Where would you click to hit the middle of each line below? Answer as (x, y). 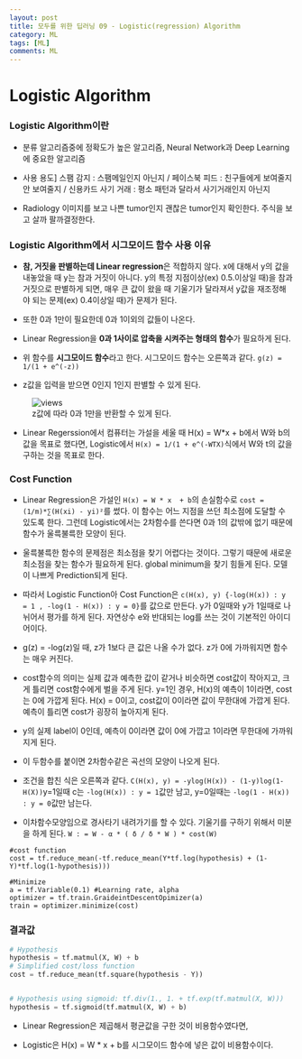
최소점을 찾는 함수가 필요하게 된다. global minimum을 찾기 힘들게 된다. (146, 564)
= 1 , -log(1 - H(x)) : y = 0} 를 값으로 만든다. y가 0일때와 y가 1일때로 (152, 606)
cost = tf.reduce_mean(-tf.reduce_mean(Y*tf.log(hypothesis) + (131, 859)
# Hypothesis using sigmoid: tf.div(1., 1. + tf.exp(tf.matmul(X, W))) (146, 999)
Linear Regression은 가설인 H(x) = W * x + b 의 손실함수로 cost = (143, 500)
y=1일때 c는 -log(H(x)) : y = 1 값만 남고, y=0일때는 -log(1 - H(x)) (166, 792)
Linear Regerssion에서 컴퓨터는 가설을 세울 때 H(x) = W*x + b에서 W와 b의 (156, 432)
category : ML (34, 34)
